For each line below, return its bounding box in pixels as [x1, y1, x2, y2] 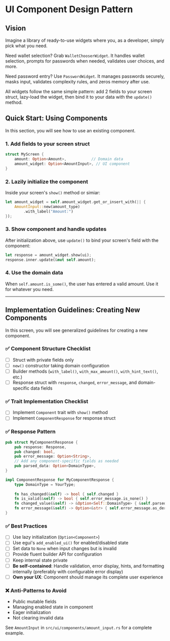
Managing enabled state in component [12, 604, 94, 610]
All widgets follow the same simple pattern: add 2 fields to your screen [5, 89, 152, 95]
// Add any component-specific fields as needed [14, 459, 119, 464]
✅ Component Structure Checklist [5, 345, 91, 352]
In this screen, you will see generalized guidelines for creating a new [5, 327, 148, 333]
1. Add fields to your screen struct [5, 140, 90, 147]
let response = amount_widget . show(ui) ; [5, 252, 92, 257]
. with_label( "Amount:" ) [23, 209, 73, 214]
